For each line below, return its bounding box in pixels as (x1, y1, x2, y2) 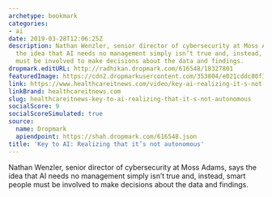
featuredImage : (8, 72, 60, 80)
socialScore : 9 (8, 102, 60, 110)
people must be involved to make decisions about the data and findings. (8, 179, 249, 189)
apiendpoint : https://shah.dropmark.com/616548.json (15, 132, 198, 140)
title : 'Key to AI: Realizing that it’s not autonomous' (8, 139, 205, 148)
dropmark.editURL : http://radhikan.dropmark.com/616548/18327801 (8, 65, 233, 73)
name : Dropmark (15, 125, 67, 133)
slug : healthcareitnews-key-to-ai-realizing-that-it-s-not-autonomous (8, 95, 252, 103)
